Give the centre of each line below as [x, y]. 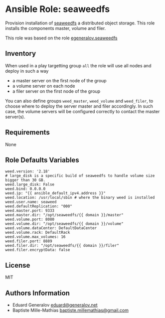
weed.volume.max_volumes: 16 [35, 237]
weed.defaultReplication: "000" [39, 206]
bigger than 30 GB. [25, 180]
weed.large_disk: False [30, 185]
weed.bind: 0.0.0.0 [25, 189]
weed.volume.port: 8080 [30, 220]
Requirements [27, 132]
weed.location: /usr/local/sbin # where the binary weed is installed [80, 198]
